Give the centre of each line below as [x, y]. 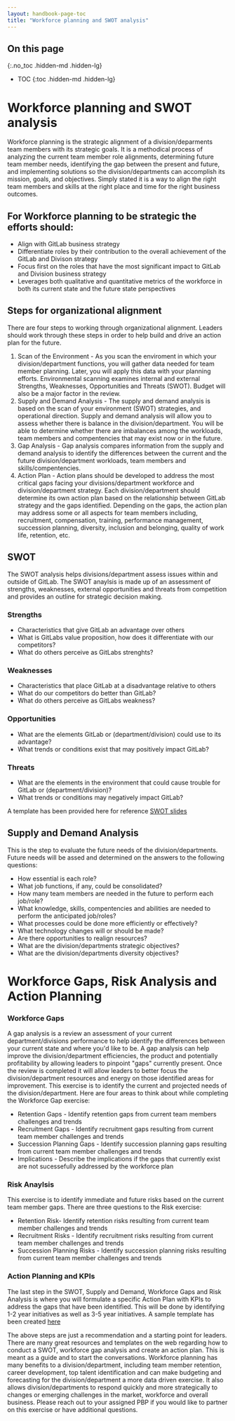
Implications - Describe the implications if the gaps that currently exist [119, 1159]
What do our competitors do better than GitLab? [87, 693]
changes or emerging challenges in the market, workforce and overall [108, 1394]
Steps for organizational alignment [85, 311]
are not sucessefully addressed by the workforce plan [95, 1166]
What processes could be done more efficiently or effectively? [107, 923]
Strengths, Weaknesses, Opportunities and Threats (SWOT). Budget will [121, 386]
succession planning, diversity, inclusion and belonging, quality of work [121, 528]
